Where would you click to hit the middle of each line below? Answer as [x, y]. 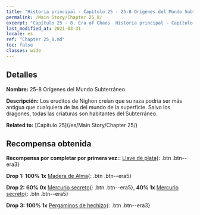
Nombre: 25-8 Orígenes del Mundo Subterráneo [66, 89]
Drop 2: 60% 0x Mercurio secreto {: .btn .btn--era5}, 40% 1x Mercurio [93, 188]
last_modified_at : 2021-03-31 [44, 28]
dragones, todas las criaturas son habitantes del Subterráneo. [82, 113]
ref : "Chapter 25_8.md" [36, 39]
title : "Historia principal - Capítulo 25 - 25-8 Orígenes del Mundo [94, 12]
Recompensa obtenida [49, 144]
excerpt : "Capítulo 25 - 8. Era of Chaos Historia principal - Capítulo [100, 23]
